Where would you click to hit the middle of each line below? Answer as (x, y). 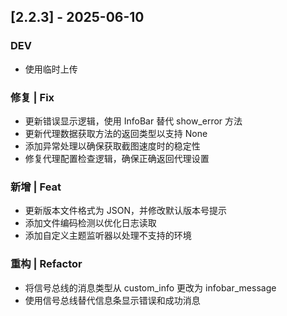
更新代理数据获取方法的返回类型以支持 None (116, 133)
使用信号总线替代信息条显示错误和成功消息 (112, 300)
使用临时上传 (51, 69)
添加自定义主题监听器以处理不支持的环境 (108, 236)
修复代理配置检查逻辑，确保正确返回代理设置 (117, 158)
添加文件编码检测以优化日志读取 (90, 223)
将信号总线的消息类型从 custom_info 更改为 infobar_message (150, 287)
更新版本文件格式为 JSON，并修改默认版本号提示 (125, 211)
